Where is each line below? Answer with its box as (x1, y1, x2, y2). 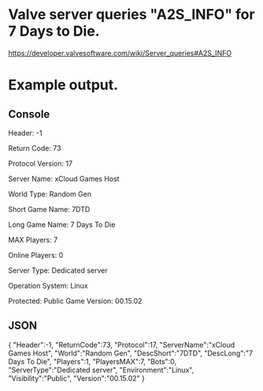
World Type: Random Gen (8, 189, 92, 199)
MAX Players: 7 (8, 235, 58, 244)
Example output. (8, 76, 119, 94)
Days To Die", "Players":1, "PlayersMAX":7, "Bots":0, (8, 356, 177, 366)
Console (8, 107, 50, 121)
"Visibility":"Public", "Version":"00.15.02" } (8, 373, 146, 383)
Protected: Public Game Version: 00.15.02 (8, 296, 143, 305)
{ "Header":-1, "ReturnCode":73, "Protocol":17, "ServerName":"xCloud (8, 340, 235, 349)
